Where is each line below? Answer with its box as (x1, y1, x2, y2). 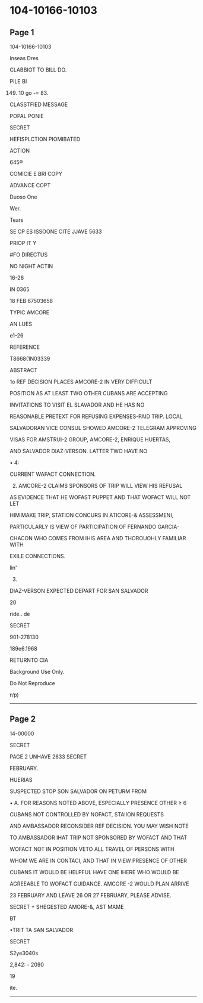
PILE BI (9, 78, 27, 85)
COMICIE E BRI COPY (9, 171, 63, 177)
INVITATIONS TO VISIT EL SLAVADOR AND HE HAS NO (9, 401, 145, 408)
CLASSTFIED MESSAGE (9, 101, 68, 108)
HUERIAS (9, 776, 33, 783)
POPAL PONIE (9, 113, 44, 119)
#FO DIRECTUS (9, 251, 48, 258)
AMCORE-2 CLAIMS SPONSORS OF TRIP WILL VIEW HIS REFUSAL (18, 482, 183, 489)
